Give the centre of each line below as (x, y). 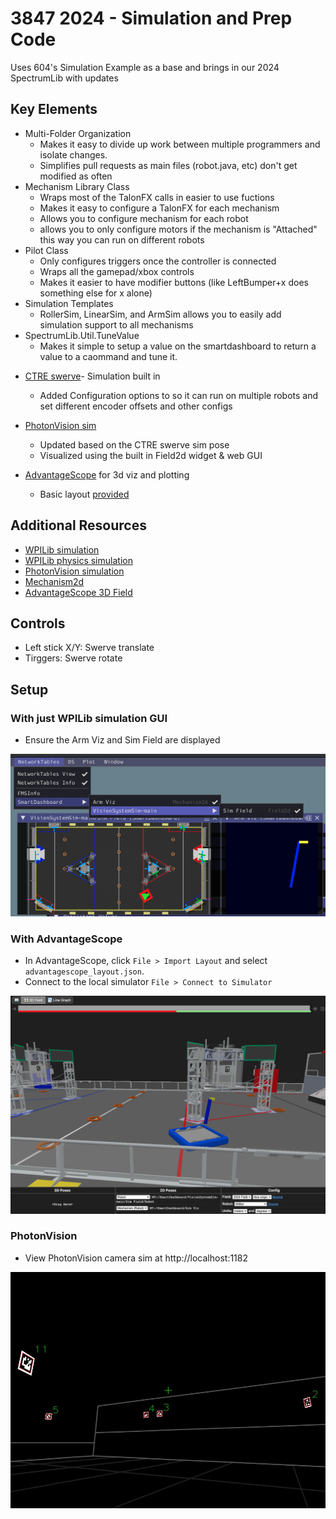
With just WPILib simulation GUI (89, 718)
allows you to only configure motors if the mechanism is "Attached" (178, 229)
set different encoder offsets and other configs (136, 406)
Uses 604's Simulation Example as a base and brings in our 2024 (145, 67)
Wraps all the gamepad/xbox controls (117, 271)
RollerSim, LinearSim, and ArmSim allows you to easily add (160, 314)
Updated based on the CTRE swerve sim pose (134, 444)
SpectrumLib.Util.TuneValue (82, 335)
